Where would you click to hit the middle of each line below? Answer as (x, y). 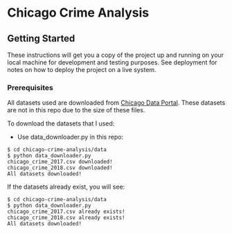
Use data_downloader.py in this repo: (70, 137)
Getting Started (41, 38)
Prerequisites (30, 87)
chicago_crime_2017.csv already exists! (66, 212)
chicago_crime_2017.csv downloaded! (60, 162)
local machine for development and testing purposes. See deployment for (112, 62)
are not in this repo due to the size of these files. (76, 110)
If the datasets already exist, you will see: (66, 187)
